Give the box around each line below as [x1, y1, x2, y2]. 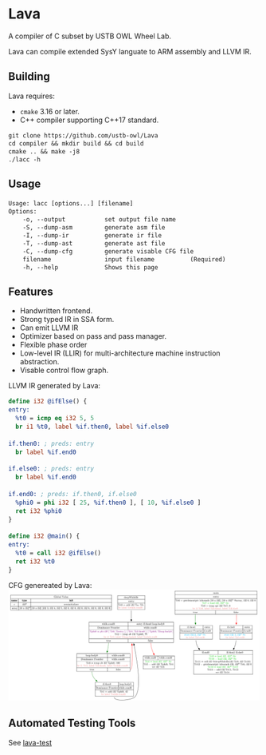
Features [8, 284, 53, 298]
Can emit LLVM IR [19, 323, 79, 332]
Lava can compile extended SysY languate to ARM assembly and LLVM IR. [8, 46, 252, 56]
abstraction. [19, 357, 60, 367]
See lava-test [8, 737, 52, 747]
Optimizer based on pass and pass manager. [19, 332, 167, 341]
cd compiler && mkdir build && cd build [8, 139, 145, 148]
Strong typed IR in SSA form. [19, 315, 115, 324]
